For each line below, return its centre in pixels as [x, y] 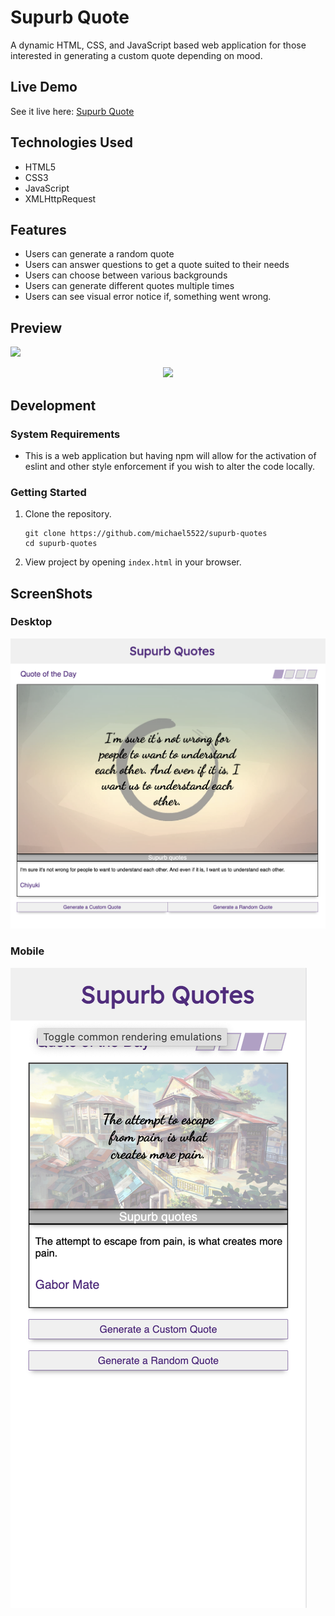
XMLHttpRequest [60, 198]
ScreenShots [51, 593]
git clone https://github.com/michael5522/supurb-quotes [146, 534]
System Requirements [65, 434]
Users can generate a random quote [99, 254]
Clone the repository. [68, 514]
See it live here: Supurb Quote [72, 111]
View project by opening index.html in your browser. [133, 562]
